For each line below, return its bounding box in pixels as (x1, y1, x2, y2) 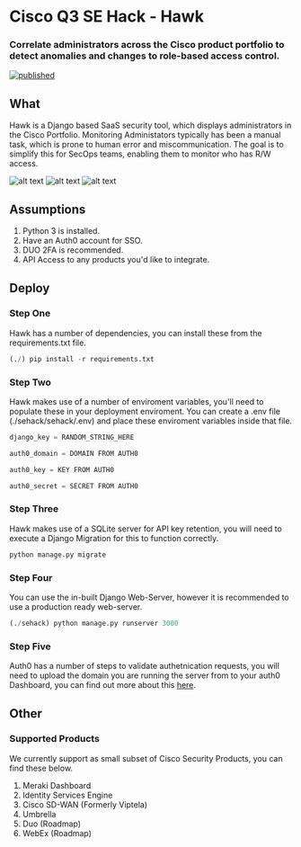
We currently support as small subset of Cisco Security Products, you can (9, 753, 283, 763)
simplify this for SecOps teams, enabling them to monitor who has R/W (9, 148, 271, 159)
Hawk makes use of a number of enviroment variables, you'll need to (9, 396, 264, 406)
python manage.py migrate (9, 550, 106, 559)
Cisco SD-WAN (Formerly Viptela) (22, 798, 148, 810)
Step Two (9, 376, 52, 388)
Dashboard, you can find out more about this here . (9, 680, 196, 691)
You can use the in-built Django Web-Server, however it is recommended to (9, 592, 289, 602)
